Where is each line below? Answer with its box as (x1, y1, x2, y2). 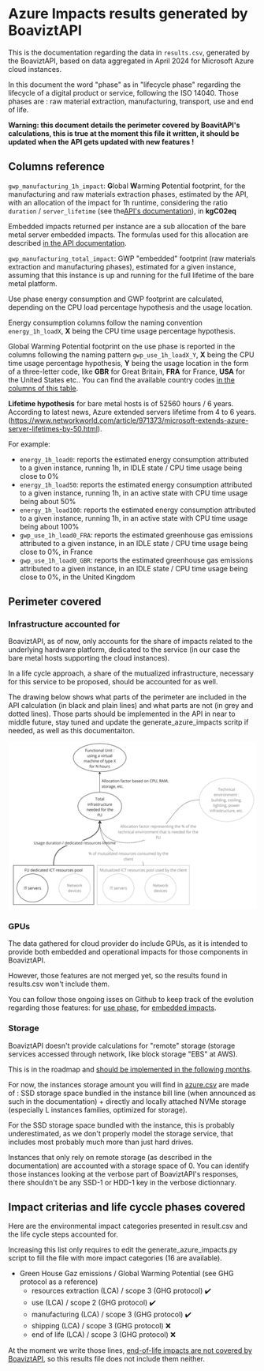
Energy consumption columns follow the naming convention (8, 318, 203, 327)
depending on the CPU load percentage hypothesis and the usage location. (8, 302, 253, 312)
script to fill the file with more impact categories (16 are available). (8, 1253, 222, 1263)
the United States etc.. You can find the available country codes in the (8, 375, 235, 384)
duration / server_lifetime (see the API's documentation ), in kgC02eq (8, 206, 236, 216)
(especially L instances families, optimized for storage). (8, 1105, 188, 1114)
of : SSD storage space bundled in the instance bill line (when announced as (8, 1088, 256, 1098)
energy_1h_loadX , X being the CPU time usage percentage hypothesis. (8, 326, 236, 336)
